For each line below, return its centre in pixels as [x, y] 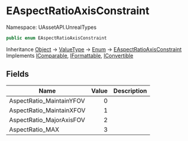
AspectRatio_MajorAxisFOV [47, 120]
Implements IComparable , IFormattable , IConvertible [70, 55]
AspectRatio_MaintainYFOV [47, 100]
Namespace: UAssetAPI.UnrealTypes [51, 27]
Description [130, 91]
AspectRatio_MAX [34, 129]
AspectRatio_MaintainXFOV [47, 110]
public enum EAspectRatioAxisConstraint [57, 38]
